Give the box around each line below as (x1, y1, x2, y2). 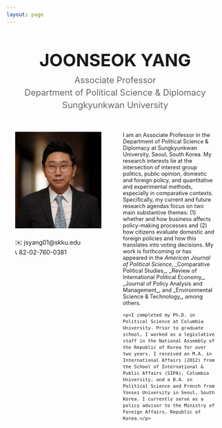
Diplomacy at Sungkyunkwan (123, 144, 198, 152)
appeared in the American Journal (123, 254, 211, 261)
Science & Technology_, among (123, 293, 203, 300)
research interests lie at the (123, 157, 192, 165)
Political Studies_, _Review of (123, 267, 197, 274)
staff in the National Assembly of (123, 338, 215, 345)
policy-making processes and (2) (123, 221, 208, 229)
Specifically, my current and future (123, 196, 212, 203)
